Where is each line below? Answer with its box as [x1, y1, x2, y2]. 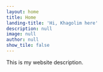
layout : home [6, 8, 39, 15]
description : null [6, 25, 52, 32]
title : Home [6, 14, 36, 20]
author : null [6, 37, 39, 43]
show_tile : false [6, 43, 50, 49]
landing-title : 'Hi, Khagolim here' [6, 20, 98, 26]
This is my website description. [6, 58, 84, 66]
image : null [6, 31, 36, 37]
